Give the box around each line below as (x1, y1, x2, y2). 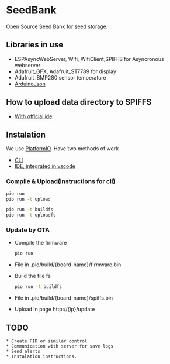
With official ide (14, 112, 53, 120)
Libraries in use (6, 40, 63, 50)
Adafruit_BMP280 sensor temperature (14, 74, 106, 81)
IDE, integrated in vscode (14, 163, 76, 170)
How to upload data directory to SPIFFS (6, 97, 152, 107)
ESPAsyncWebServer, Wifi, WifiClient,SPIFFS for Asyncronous (14, 55, 165, 62)
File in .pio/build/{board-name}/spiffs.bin (14, 294, 113, 301)
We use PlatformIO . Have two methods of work (6, 145, 119, 152)
